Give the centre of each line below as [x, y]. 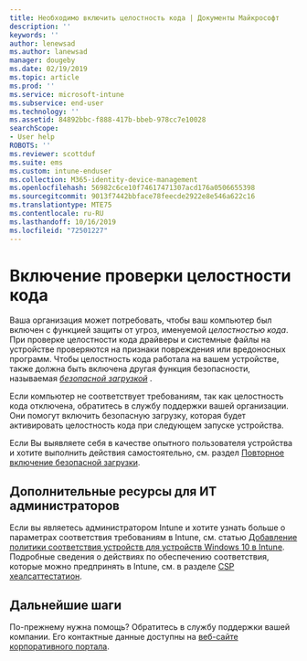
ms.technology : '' [44, 112]
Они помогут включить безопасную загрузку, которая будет [128, 416]
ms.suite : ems [37, 162]
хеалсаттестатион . [46, 576]
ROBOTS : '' [30, 145]
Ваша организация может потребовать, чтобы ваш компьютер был [141, 320]
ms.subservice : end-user [57, 103]
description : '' [40, 27]
